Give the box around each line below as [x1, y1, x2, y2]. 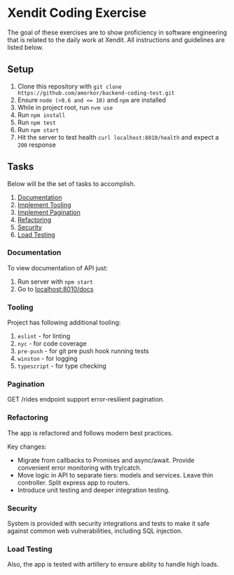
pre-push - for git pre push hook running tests [17, 347, 149, 355]
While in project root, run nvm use [17, 103, 113, 112]
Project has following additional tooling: [7, 318, 121, 327]
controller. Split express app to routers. [17, 478, 130, 487]
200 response [17, 140, 56, 149]
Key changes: [7, 442, 47, 451]
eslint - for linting [17, 332, 71, 341]
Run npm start [17, 125, 60, 134]
